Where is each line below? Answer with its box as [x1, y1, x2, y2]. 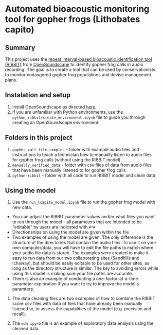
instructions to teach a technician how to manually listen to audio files [12, 152, 152, 158]
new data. [12, 204, 33, 210]
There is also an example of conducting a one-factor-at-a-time [12, 276, 138, 282]
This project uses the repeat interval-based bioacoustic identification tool [5, 56, 152, 62]
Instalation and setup [5, 91, 71, 99]
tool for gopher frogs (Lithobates [5, 14, 140, 25]
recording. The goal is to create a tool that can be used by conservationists [5, 67, 156, 72]
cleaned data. [12, 326, 40, 332]
